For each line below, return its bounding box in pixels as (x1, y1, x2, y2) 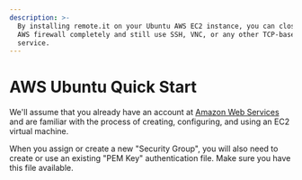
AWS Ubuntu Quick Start (9, 77, 198, 97)
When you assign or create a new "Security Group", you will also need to (9, 143, 279, 154)
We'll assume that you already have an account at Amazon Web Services (9, 107, 280, 118)
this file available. (9, 163, 74, 174)
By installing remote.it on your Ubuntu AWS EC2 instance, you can (17, 22, 276, 31)
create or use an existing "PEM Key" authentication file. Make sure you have (9, 153, 291, 164)
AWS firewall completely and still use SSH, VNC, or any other (17, 30, 259, 39)
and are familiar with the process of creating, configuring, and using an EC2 (9, 116, 290, 127)
